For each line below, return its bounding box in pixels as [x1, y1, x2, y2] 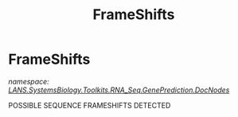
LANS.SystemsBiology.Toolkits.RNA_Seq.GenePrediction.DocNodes [8, 85, 230, 95]
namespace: [8, 76, 49, 86]
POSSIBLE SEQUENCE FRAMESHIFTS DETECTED [8, 100, 171, 110]
